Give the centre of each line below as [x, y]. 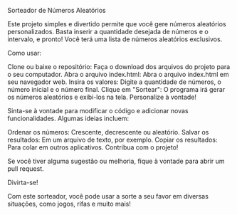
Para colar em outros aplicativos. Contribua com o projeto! [93, 147]
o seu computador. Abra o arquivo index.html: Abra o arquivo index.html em [118, 74]
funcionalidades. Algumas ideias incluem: [68, 118]
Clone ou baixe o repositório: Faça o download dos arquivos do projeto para [119, 67]
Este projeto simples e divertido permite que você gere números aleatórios [117, 24]
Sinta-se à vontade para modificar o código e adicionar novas [98, 111]
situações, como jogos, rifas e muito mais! [69, 204]
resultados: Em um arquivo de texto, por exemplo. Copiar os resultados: [112, 140]
